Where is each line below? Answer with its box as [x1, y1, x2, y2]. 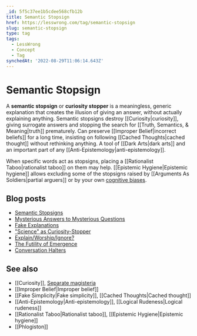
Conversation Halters [14, 247, 66, 254]
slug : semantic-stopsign [6, 25, 67, 31]
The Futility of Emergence [14, 241, 78, 248]
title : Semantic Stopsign [6, 14, 69, 20]
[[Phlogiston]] [14, 323, 48, 330]
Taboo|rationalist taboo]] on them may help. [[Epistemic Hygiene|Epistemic [6, 164, 188, 171]
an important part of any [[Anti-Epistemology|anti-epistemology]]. [6, 147, 166, 154]
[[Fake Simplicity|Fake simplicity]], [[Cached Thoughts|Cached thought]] [14, 292, 191, 299]
